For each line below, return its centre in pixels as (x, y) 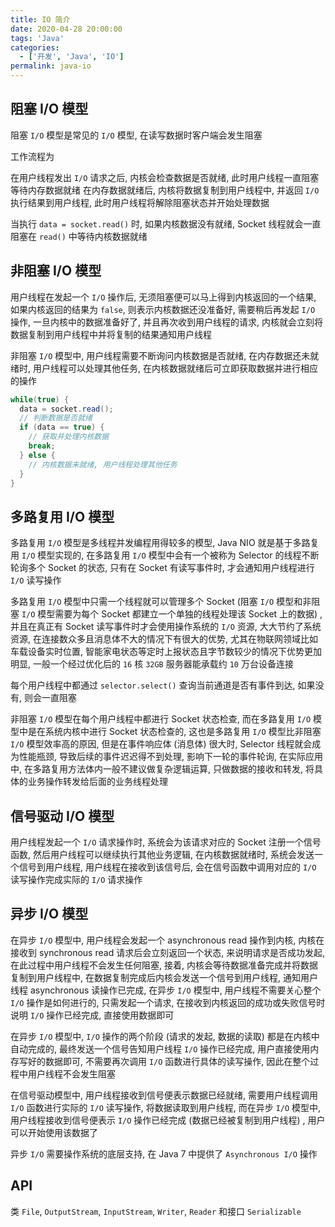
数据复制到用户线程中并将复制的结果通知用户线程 (111, 334)
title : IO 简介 (40, 19)
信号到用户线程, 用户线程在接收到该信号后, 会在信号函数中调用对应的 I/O (167, 867)
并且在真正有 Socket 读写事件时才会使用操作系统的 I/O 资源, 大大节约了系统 (166, 627)
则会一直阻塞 (50, 698)
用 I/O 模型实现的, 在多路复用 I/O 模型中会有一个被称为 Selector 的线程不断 (165, 555)
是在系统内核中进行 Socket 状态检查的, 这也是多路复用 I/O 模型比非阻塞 (174, 732)
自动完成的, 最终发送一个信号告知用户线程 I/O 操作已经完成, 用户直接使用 (160, 1048)
